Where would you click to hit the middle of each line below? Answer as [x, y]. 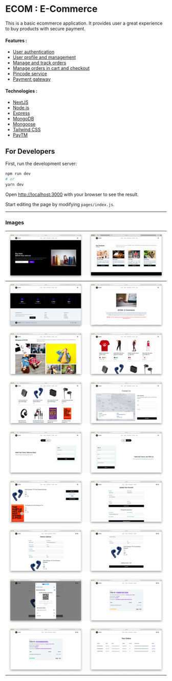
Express [21, 113]
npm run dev [18, 174]
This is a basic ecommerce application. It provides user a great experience [84, 23]
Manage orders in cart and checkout [51, 68]
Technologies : [21, 91]
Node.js [21, 108]
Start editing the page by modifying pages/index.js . [60, 204]
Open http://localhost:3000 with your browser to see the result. [72, 194]
